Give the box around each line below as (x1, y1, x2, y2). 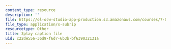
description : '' (5, 12, 40, 17)
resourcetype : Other (5, 27, 49, 32)
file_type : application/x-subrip (5, 21, 76, 27)
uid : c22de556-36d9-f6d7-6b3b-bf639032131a (5, 36, 99, 41)
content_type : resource (5, 7, 56, 13)
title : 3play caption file (5, 31, 63, 36)
